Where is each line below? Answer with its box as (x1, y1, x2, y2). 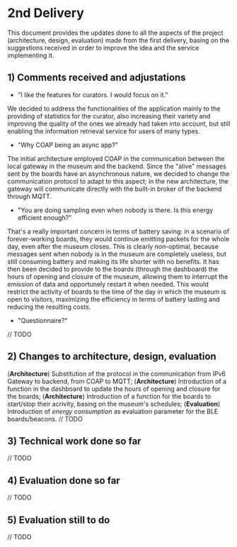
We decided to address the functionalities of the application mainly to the (7, 104, 221, 113)
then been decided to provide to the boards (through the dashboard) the (7, 265, 218, 273)
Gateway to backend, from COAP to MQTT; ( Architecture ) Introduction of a (7, 377, 227, 385)
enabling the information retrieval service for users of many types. (7, 126, 200, 136)
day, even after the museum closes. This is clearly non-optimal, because (7, 242, 219, 250)
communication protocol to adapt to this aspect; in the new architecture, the (7, 177, 229, 185)
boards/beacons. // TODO (7, 414, 83, 423)
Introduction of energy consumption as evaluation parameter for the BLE (7, 407, 219, 416)
